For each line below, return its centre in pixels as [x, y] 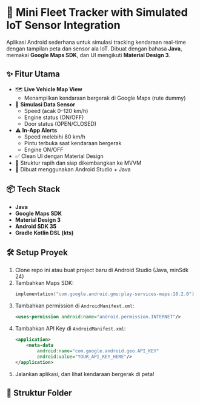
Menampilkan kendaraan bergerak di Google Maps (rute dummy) [105, 98]
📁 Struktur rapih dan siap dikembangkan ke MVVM [78, 163]
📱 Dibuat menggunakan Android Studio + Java [73, 169]
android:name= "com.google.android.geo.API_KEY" [98, 351]
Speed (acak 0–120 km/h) [56, 111]
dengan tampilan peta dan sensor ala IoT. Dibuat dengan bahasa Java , [94, 49]
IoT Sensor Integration [63, 25]
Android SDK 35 [36, 226]
